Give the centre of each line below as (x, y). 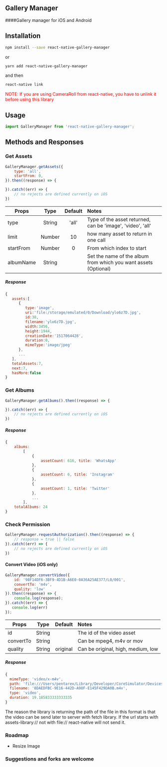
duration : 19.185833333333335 (41, 698)
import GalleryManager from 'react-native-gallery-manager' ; (70, 127)
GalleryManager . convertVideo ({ (38, 575)
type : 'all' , (28, 171)
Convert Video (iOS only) (32, 565)
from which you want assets (120, 262)
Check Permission (28, 524)
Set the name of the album (118, 256)
